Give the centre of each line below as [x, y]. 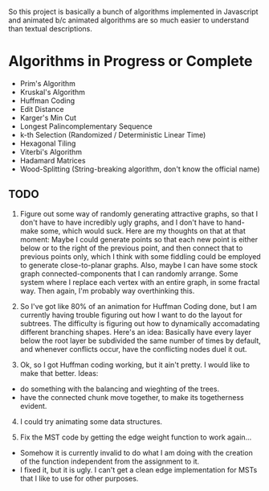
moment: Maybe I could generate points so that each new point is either [139, 239]
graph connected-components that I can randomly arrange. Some [129, 274]
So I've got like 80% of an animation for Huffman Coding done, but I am [138, 306]
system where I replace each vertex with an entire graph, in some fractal [140, 282]
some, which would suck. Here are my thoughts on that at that [143, 231]
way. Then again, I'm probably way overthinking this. [107, 291]
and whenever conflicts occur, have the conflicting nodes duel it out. [133, 349]
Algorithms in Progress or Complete [130, 62]
